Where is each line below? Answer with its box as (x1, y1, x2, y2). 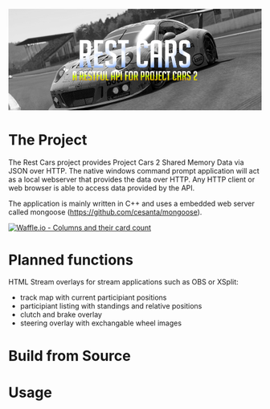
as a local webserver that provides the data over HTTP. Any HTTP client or (8, 174, 256, 184)
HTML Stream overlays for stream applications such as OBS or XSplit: (8, 277, 239, 287)
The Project (8, 130, 88, 149)
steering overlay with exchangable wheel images (19, 318, 182, 328)
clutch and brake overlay (19, 310, 103, 320)
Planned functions (8, 251, 134, 269)
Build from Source (8, 346, 131, 365)
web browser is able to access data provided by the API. (8, 182, 195, 193)
